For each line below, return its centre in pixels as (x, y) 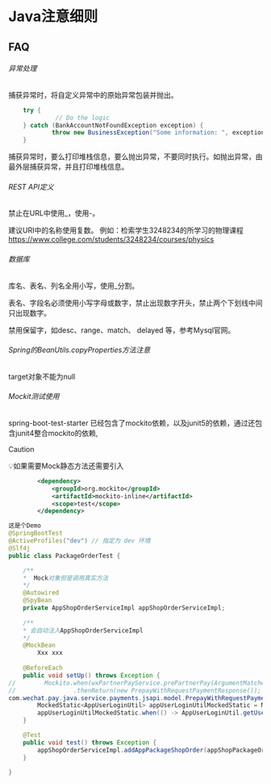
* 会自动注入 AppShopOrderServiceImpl (83, 631)
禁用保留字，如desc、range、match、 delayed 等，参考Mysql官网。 (122, 330)
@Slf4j (19, 548)
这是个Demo (25, 526)
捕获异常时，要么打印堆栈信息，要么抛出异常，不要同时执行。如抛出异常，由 (135, 157)
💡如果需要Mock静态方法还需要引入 (66, 466)
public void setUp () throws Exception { (92, 675)
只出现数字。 (29, 312)
